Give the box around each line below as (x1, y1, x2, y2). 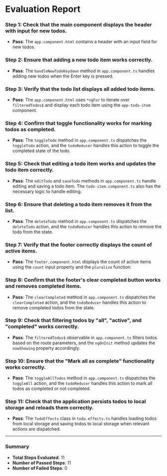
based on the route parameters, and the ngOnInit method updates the (12, 340, 156, 346)
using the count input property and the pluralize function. (12, 264, 132, 270)
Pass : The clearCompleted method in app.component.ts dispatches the (12, 294, 156, 300)
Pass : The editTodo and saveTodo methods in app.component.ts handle (12, 178, 157, 184)
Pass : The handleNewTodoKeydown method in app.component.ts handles (12, 68, 155, 74)
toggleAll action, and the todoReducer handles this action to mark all (12, 381, 153, 386)
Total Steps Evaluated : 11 (12, 454, 65, 461)
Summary (5, 443, 30, 450)
